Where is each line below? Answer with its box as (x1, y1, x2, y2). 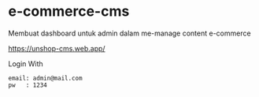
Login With (8, 58, 43, 69)
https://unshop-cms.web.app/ (8, 43, 105, 53)
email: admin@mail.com (8, 74, 83, 82)
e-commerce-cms (8, 2, 130, 21)
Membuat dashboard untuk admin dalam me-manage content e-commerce (8, 28, 251, 38)
